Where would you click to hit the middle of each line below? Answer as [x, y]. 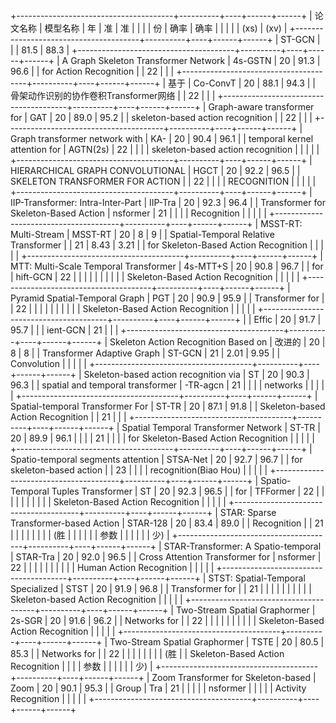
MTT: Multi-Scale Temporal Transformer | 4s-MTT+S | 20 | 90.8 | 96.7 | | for [167, 266]
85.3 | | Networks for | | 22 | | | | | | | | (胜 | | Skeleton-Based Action [147, 653]
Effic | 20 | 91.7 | [287, 319]
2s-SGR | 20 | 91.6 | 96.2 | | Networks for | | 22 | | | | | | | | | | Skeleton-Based [167, 620]
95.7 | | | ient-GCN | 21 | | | [64, 330]
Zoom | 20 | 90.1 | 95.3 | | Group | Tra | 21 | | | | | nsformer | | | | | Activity [158, 688]
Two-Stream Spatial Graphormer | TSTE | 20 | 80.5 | [217, 642]
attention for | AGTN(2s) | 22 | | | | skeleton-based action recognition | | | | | [165, 149]
